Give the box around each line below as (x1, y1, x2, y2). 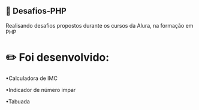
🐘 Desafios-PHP (5, 6, 67, 16)
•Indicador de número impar (5, 86, 76, 93)
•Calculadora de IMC (5, 75, 58, 82)
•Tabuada (5, 97, 31, 105)
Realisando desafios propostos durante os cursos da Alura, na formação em (5, 22, 194, 29)
